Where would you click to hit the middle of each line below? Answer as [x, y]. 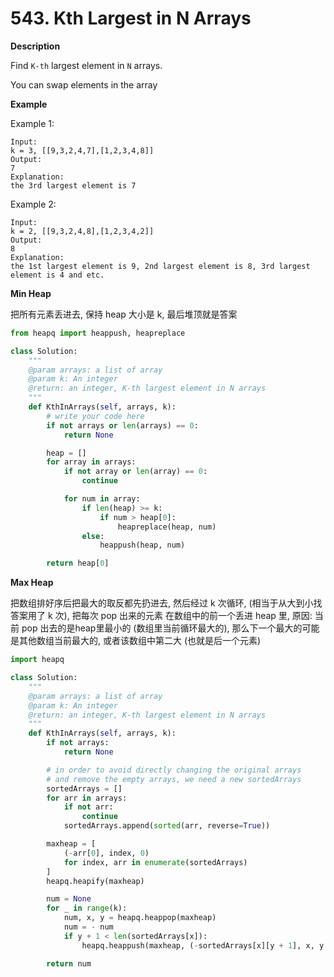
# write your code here [95, 416]
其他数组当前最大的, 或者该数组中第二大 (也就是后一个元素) [140, 641]
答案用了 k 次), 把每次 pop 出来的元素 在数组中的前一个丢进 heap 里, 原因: [161, 616]
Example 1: [32, 123]
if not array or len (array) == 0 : [135, 472]
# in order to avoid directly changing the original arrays [174, 770]
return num [69, 963]
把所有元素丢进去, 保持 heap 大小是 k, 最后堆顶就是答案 [124, 314]
